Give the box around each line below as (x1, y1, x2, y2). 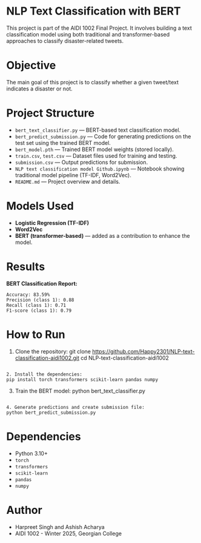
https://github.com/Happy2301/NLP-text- (91, 348, 195, 355)
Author (6, 503, 42, 517)
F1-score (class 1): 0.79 (6, 308, 71, 314)
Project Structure (6, 106, 95, 120)
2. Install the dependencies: (6, 371, 83, 377)
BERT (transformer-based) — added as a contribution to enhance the (15, 232, 190, 239)
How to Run (6, 328, 65, 341)
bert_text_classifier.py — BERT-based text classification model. (15, 126, 181, 133)
